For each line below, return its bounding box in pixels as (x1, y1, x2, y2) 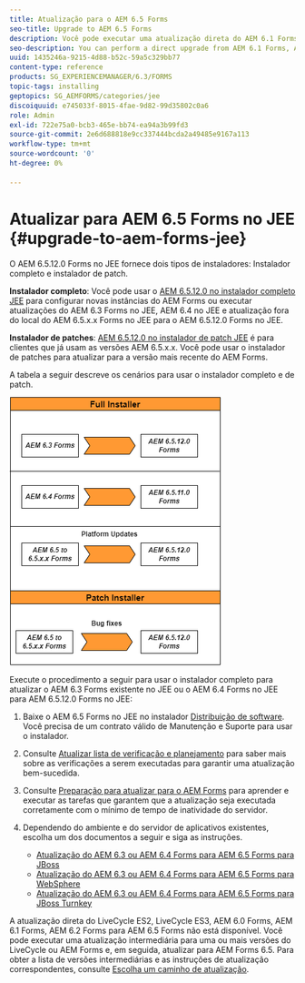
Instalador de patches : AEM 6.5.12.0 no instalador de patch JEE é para (9, 332, 275, 343)
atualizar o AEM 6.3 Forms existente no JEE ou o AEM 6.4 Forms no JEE (9, 684, 279, 694)
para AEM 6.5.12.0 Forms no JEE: (9, 693, 133, 704)
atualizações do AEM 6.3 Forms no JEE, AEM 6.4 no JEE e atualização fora (9, 305, 290, 316)
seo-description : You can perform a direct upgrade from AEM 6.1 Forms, (9, 44, 290, 53)
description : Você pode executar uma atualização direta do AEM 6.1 (9, 34, 274, 43)
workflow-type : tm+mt (9, 139, 92, 149)
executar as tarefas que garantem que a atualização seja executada (22, 795, 277, 806)
